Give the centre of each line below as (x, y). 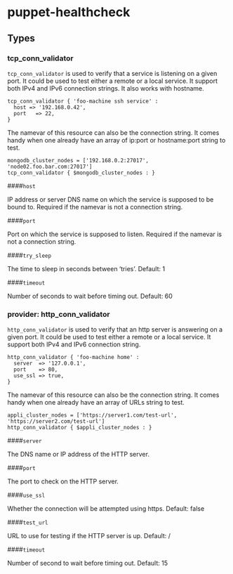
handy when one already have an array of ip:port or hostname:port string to (116, 140)
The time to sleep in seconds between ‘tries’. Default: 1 (86, 268)
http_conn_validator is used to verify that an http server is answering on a (115, 330)
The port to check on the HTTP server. (63, 481)
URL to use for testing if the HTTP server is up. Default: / (89, 536)
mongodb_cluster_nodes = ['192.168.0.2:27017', (78, 160)
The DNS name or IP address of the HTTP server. (78, 455)
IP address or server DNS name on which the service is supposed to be (111, 199)
